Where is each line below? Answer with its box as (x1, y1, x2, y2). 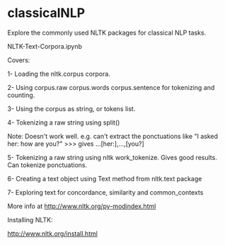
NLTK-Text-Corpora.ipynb (7, 42, 83, 50)
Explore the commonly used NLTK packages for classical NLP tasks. (7, 28, 207, 37)
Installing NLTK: (7, 215, 53, 224)
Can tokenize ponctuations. (7, 161, 87, 169)
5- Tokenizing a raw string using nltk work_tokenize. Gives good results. (7, 153, 217, 161)
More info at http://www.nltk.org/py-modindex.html (7, 202, 156, 210)
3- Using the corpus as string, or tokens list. (7, 104, 136, 113)
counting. (7, 91, 35, 99)
